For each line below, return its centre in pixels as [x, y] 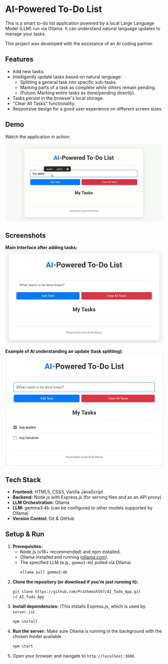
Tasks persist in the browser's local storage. [58, 98]
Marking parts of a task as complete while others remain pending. [88, 87]
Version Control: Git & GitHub [43, 518]
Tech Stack [23, 480]
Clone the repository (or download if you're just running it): [75, 582]
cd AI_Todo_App [28, 597]
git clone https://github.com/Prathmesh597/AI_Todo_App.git [76, 591]
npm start [23, 646]
